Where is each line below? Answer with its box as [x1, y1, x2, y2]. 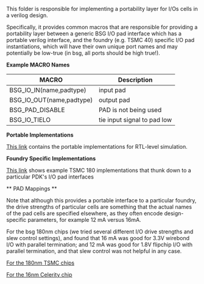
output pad [98, 96, 130, 104]
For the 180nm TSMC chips [6, 259, 75, 266]
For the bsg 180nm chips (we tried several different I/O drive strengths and [6, 228, 194, 235]
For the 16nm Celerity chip [6, 271, 72, 278]
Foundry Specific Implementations [6, 155, 96, 162]
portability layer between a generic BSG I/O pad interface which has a [6, 30, 181, 37]
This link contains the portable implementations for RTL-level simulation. [6, 143, 188, 150]
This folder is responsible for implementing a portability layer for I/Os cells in [6, 5, 198, 12]
